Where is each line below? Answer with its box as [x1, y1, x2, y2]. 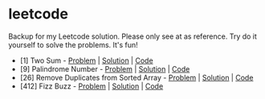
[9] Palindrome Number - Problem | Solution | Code [19, 64, 190, 73]
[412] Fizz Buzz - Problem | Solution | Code [19, 81, 164, 91]
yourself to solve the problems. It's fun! [8, 39, 138, 49]
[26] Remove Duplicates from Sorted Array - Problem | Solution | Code [19, 72, 254, 82]
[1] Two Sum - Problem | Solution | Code [19, 56, 154, 65]
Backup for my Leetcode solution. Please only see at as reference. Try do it [8, 31, 257, 41]
